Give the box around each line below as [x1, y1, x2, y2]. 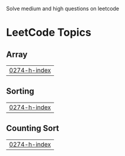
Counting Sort [6, 123, 59, 133]
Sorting [6, 86, 34, 97]
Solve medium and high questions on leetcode [6, 5, 120, 12]
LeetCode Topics [6, 26, 92, 39]
